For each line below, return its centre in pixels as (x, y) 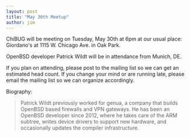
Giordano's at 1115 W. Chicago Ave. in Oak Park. (63, 45)
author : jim (20, 22)
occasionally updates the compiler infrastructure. (80, 128)
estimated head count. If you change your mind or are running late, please (95, 74)
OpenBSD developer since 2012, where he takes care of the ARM (99, 115)
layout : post (22, 11)
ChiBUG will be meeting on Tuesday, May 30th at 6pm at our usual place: (94, 39)
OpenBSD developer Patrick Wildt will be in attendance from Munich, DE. (94, 57)
